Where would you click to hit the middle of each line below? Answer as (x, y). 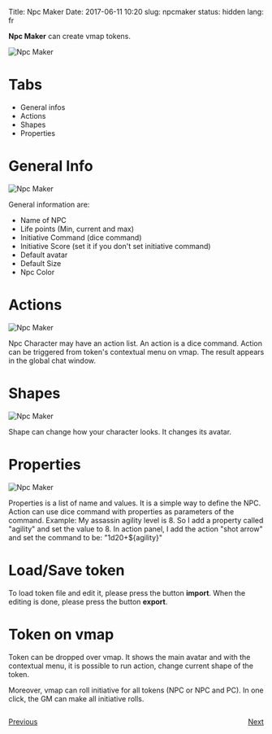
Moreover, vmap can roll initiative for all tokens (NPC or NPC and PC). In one (136, 690)
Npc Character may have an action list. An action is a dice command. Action (135, 343)
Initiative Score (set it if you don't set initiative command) (115, 246)
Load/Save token (67, 570)
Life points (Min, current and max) (77, 229)
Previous (23, 721)
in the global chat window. (52, 360)
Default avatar (44, 255)
